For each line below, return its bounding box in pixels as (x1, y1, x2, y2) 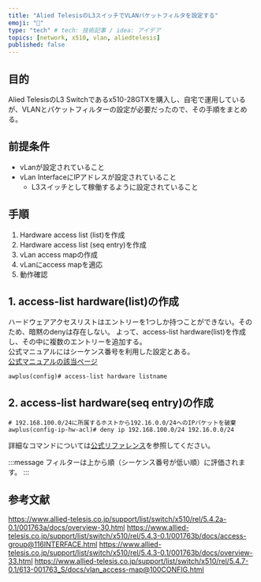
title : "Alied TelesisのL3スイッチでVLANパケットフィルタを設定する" (8, 11, 219, 20)
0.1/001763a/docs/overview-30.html (8, 523, 125, 532)
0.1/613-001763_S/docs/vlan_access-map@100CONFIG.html (8, 565, 204, 574)
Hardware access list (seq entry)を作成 (19, 240, 147, 249)
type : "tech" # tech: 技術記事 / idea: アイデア (8, 26, 162, 34)
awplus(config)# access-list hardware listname (8, 372, 168, 380)
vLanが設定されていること (19, 162, 105, 172)
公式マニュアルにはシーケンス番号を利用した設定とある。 (8, 347, 195, 357)
